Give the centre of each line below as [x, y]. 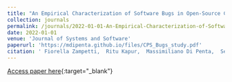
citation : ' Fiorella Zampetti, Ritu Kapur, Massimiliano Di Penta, [111, 52]
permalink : [23, 26]
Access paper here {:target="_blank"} [60, 71]
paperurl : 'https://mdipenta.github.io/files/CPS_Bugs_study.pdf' [105, 45]
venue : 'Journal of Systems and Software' [69, 39]
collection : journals [38, 20]
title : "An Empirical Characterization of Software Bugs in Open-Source [114, 13]
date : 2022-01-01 [32, 32]
